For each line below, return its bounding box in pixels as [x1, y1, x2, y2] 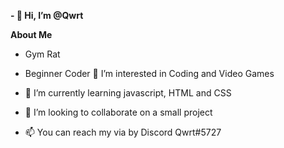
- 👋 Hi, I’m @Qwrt [10, 10, 84, 21]
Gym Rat [24, 48, 61, 60]
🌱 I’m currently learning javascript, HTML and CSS [24, 87, 232, 99]
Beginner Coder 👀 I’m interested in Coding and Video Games [24, 68, 275, 79]
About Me [10, 29, 53, 40]
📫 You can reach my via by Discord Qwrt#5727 [24, 126, 222, 138]
